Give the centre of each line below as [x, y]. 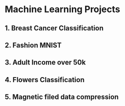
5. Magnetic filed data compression [62, 97]
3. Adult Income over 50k [45, 63]
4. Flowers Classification [45, 80]
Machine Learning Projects [62, 9]
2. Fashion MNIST [33, 45]
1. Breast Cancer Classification [54, 28]
